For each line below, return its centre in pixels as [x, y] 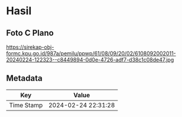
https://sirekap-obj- [30, 47]
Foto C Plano [30, 33]
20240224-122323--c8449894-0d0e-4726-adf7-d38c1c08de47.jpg [90, 60]
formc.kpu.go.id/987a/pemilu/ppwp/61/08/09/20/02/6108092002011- [91, 53]
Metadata [24, 78]
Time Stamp [26, 105]
